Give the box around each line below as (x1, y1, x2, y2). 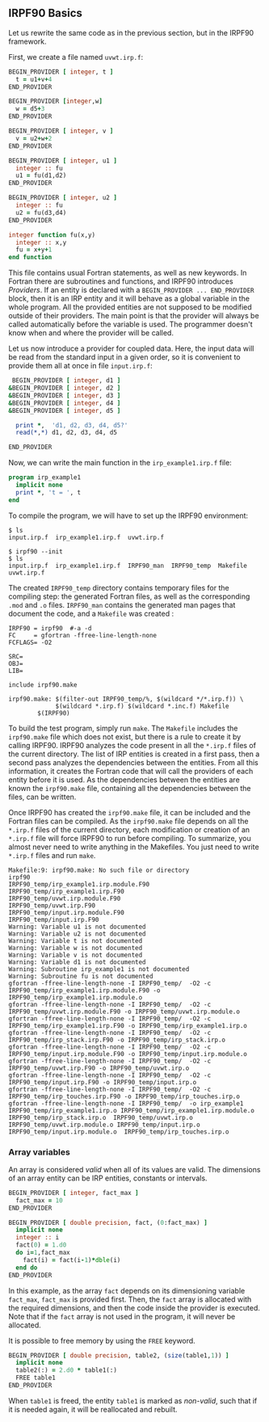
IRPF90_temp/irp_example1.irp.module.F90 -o (8, 986, 161, 995)
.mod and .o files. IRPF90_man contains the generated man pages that (8, 600, 236, 609)
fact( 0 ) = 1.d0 (15, 1241, 67, 1249)
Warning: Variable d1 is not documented (8, 957, 147, 966)
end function (8, 254, 53, 262)
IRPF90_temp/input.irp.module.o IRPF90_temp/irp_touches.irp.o (8, 1127, 229, 1136)
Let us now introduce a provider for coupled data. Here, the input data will (8, 343, 254, 354)
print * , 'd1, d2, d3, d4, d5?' (15, 421, 128, 429)
